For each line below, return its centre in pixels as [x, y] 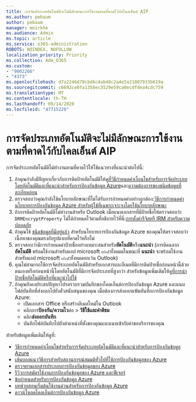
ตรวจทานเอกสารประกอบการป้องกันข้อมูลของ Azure [65, 366]
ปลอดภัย [23, 225]
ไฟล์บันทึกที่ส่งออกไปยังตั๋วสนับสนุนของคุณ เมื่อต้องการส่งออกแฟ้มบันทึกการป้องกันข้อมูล [99, 291]
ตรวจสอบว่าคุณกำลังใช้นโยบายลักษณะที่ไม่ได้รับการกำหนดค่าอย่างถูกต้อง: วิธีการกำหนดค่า [99, 199]
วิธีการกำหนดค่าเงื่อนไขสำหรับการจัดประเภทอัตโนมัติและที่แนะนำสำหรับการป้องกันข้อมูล [97, 347]
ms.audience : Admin [30, 33]
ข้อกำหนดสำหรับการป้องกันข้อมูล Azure [53, 379]
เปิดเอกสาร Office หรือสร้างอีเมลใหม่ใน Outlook [72, 304]
